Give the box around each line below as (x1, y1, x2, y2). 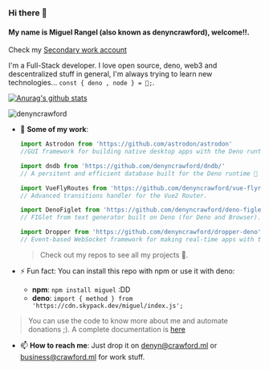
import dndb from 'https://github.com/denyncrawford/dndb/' (19, 162, 226, 170)
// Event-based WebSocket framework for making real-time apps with (19, 236, 255, 244)
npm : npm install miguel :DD (31, 285, 131, 294)
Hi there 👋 (8, 7, 48, 18)
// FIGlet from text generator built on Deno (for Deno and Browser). (19, 213, 262, 222)
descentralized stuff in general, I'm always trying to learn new (8, 69, 213, 79)
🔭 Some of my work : (19, 125, 89, 134)
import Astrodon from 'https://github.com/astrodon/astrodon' (19, 140, 233, 148)
